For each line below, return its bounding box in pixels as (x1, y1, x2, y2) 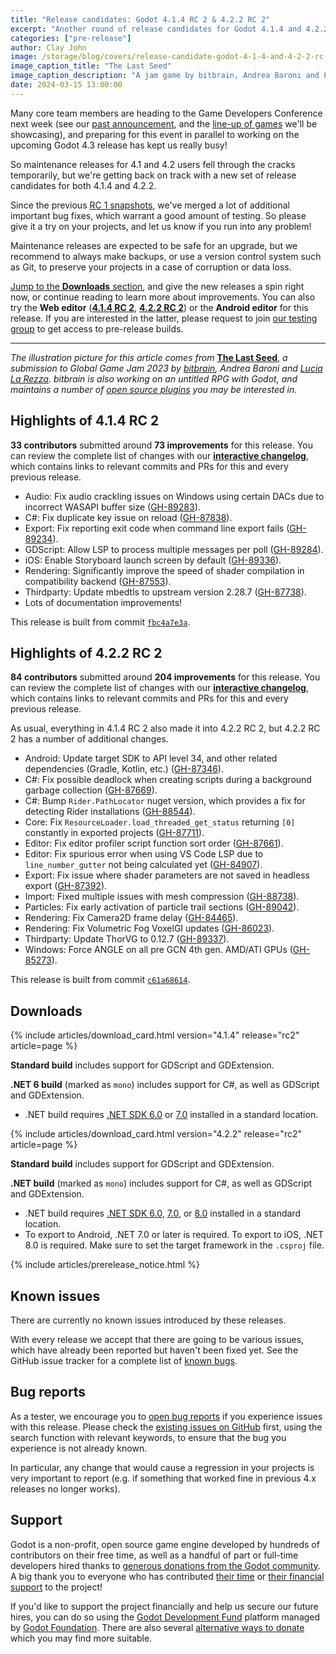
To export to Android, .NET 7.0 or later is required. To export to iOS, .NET (24, 1229, 324, 1241)
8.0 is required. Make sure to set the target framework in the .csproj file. (24, 1239, 325, 1251)
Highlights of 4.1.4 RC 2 (10, 412, 160, 430)
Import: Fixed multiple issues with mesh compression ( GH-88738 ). (24, 891, 300, 903)
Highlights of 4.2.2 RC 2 (10, 644, 163, 661)
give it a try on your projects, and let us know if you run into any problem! (10, 220, 312, 232)
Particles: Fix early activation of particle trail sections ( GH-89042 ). (24, 901, 300, 913)
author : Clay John (10, 42, 87, 53)
